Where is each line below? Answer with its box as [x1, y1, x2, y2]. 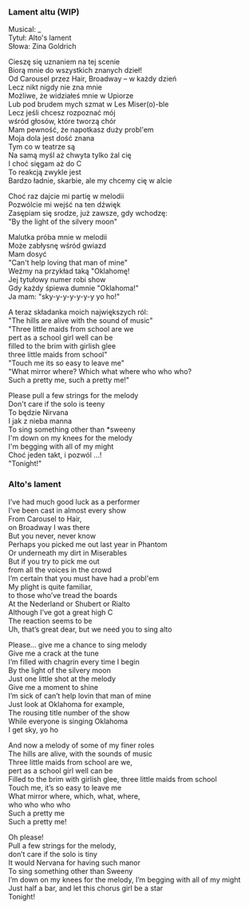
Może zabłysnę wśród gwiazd [8, 241, 106, 250]
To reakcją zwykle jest [8, 167, 81, 177]
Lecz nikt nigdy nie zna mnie [8, 82, 102, 92]
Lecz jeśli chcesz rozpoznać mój [8, 108, 116, 118]
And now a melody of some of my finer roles [8, 740, 155, 750]
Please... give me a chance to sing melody [8, 640, 148, 649]
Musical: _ [8, 25, 41, 34]
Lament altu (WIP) [8, 6, 80, 18]
